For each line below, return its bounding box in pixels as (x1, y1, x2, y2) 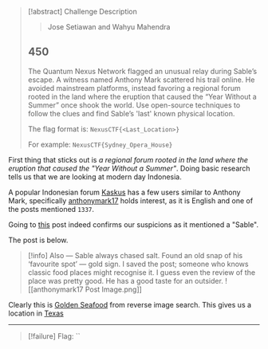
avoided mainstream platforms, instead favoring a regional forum (27, 83, 241, 92)
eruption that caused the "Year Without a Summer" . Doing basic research (8, 163, 250, 173)
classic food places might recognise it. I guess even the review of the (27, 267, 256, 277)
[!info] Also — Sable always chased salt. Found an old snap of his (27, 250, 243, 260)
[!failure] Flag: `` (27, 331, 81, 341)
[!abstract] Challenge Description (27, 7, 138, 16)
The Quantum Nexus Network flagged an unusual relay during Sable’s (27, 66, 258, 76)
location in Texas (8, 308, 64, 318)
